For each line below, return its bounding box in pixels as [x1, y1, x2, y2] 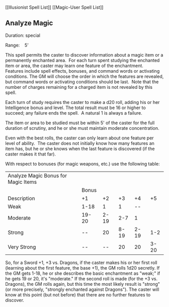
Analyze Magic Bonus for [8, 172, 67, 179]
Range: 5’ [5, 42, 29, 48]
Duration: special [5, 32, 40, 38]
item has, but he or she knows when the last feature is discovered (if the [5, 145, 155, 151]
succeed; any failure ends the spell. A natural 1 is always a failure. [5, 110, 142, 116]
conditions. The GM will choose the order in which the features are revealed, [5, 73, 164, 79]
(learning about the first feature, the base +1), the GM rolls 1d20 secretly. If [5, 265, 160, 271]
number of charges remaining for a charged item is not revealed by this [5, 84, 152, 90]
